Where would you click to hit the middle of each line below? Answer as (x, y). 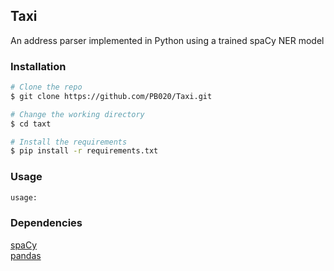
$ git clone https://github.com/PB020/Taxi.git (111, 96)
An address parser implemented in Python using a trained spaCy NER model (167, 40)
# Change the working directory (77, 114)
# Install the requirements (69, 142)
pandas (26, 255)
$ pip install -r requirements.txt (84, 151)
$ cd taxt (31, 124)
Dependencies (46, 223)
